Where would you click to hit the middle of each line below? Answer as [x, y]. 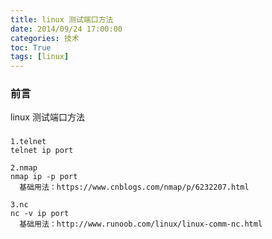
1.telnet [28, 142]
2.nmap [24, 168]
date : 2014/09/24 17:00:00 [66, 29]
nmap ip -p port [44, 177]
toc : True [31, 47]
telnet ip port [42, 151]
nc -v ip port [40, 214]
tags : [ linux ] [40, 57]
